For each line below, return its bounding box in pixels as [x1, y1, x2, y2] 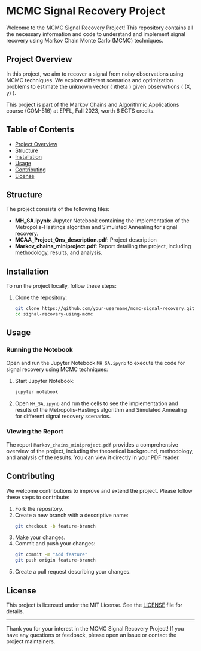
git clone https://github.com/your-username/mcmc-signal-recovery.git [14, 306, 195, 312]
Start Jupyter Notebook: [14, 377, 75, 384]
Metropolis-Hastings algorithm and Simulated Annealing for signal [14, 224, 178, 231]
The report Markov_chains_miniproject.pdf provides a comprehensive [6, 441, 178, 448]
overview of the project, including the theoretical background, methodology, [6, 447, 194, 454]
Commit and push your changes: [14, 540, 96, 547]
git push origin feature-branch [14, 557, 96, 563]
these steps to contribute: [6, 493, 70, 501]
